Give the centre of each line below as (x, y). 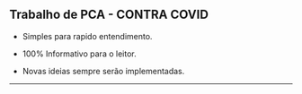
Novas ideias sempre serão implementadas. (103, 71)
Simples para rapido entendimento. (87, 36)
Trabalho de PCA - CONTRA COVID (109, 15)
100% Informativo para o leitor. (79, 54)
